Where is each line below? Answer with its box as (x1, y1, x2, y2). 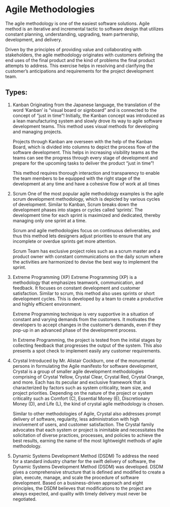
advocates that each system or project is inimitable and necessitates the (12, 427, 164, 433)
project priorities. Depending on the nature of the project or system (12, 390, 153, 396)
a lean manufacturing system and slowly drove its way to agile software (12, 118, 162, 124)
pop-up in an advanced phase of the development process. (12, 327, 137, 333)
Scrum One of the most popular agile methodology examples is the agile (12, 191, 164, 197)
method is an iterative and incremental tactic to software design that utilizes (5, 25, 164, 31)
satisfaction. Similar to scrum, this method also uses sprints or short (12, 290, 155, 296)
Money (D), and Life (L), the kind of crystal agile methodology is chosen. (12, 400, 164, 407)
